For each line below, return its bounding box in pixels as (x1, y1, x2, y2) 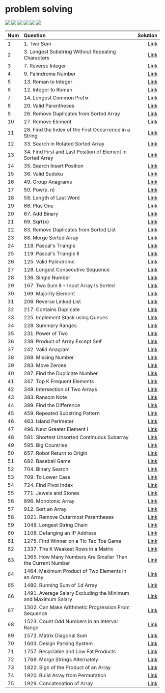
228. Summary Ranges (24, 322, 77, 329)
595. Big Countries (24, 442, 68, 448)
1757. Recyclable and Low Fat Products (24, 648, 116, 655)
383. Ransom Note (24, 394, 67, 401)
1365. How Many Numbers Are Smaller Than (24, 554, 128, 560)
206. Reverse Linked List (24, 298, 81, 305)
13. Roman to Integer (24, 78, 73, 85)
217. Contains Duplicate (24, 306, 80, 313)
